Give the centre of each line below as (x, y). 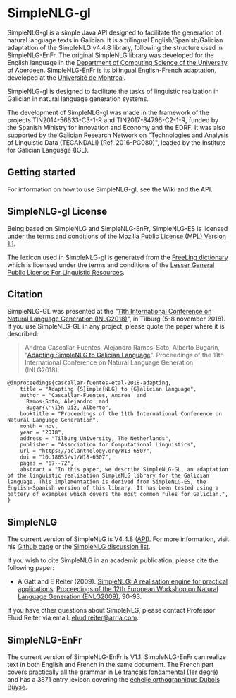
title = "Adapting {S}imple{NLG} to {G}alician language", (108, 389)
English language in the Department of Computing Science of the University (117, 62)
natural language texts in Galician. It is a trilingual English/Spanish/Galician (115, 40)
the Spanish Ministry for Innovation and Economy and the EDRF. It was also (116, 127)
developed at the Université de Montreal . (67, 77)
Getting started (42, 172)
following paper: (31, 568)
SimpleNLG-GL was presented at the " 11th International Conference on (110, 312)
